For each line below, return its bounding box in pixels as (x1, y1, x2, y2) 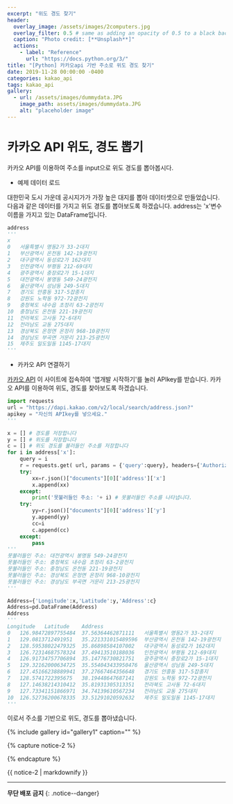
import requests (7, 397, 54, 405)
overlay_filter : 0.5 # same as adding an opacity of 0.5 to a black (13, 29, 216, 37)
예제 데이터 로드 (17, 178, 60, 186)
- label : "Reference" (19, 49, 82, 56)
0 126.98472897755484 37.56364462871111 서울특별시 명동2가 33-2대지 (7, 630, 214, 637)
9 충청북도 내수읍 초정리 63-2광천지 (7, 302, 103, 309)
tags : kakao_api (7, 81, 54, 88)
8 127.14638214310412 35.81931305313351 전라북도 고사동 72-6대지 (7, 681, 206, 688)
